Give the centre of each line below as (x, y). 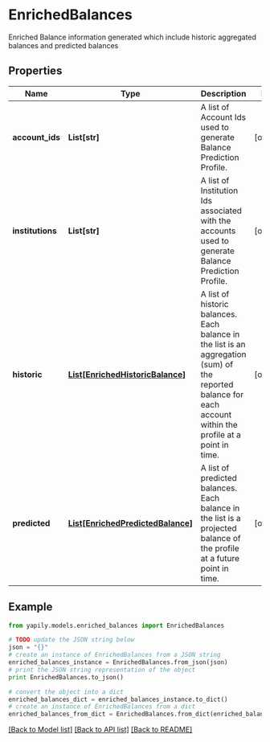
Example (31, 607)
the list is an (223, 344)
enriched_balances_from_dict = (61, 714)
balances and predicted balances (63, 45)
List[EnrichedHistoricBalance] (127, 374)
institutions (35, 231)
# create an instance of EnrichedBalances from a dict (102, 707)
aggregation (223, 354)
